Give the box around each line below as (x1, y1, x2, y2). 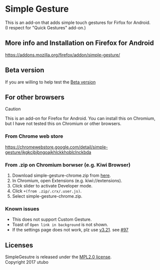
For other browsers (5, 93, 65, 101)
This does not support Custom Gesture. (12, 216, 92, 223)
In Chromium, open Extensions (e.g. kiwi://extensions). (12, 177, 122, 184)
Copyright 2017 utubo (5, 259, 49, 265)
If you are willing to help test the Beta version (5, 79, 96, 85)
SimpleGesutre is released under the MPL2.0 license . (5, 254, 112, 260)
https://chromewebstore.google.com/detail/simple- (5, 144, 108, 150)
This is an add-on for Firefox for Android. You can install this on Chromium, (5, 116, 156, 122)
